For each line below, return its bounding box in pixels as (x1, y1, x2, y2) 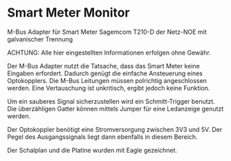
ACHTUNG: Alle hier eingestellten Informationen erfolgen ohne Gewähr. (7, 48, 211, 57)
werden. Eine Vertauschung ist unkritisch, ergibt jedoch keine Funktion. (7, 84, 210, 92)
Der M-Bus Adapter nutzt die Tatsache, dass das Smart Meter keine (7, 61, 201, 70)
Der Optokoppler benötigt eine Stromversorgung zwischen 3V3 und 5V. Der (7, 125, 223, 133)
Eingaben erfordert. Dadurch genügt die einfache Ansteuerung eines (7, 69, 203, 77)
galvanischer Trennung (7, 35, 73, 43)
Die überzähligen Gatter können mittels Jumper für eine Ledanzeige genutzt (7, 104, 224, 113)
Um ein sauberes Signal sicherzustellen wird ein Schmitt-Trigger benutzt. (7, 97, 216, 105)
